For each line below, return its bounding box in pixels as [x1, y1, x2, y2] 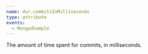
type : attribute [6, 14, 47, 20]
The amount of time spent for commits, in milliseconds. [6, 42, 142, 49]
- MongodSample [11, 25, 50, 31]
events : [6, 20, 26, 26]
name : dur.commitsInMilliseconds [6, 8, 90, 15]
